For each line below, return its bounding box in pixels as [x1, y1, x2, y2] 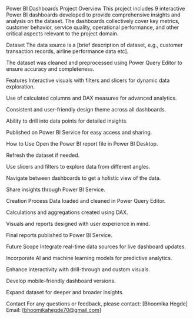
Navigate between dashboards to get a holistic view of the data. [6, 175, 161, 182]
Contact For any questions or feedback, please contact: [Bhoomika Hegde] [6, 300, 188, 307]
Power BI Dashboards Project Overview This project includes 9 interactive [6, 5, 185, 12]
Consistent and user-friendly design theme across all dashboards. [6, 106, 167, 113]
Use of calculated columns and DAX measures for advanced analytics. [6, 94, 177, 101]
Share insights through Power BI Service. [6, 186, 106, 193]
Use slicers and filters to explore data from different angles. [6, 163, 151, 170]
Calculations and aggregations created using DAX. [6, 209, 128, 216]
